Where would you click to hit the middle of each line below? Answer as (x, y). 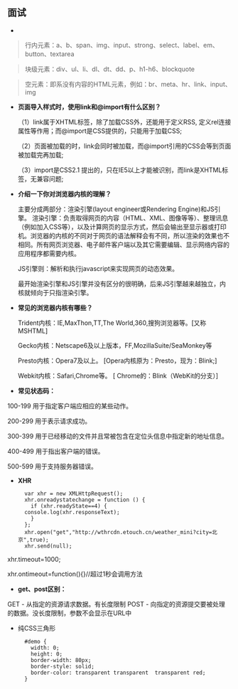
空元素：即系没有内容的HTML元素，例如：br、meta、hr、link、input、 (128, 84)
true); (39, 540)
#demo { (36, 641)
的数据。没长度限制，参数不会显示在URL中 (70, 613)
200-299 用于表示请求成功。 (49, 421)
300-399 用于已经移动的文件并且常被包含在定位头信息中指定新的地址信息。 (118, 436)
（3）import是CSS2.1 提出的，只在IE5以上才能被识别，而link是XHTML (120, 170)
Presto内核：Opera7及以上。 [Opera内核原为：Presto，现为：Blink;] (117, 360)
